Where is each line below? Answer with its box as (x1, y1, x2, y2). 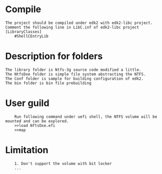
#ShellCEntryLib (14, 33, 49, 39)
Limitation (5, 145, 49, 156)
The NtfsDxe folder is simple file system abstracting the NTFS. (5, 72, 146, 77)
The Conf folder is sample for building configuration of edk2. (5, 76, 144, 81)
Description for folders (5, 51, 103, 62)
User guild (5, 97, 50, 109)
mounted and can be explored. (5, 118, 69, 124)
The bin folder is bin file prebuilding (5, 80, 92, 86)
